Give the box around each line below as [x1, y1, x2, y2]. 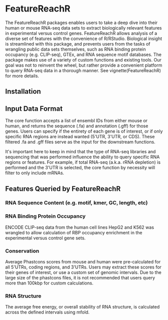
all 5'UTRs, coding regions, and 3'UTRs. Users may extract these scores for [5, 264, 162, 270]
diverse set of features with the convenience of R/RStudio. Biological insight [5, 36, 162, 42]
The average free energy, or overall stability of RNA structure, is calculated [5, 304, 160, 310]
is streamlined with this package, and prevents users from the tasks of [5, 41, 150, 47]
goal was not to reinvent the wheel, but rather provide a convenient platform [5, 62, 162, 68]
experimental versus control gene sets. [5, 235, 86, 241]
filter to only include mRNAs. [5, 170, 64, 176]
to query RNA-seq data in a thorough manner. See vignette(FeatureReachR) [5, 67, 161, 73]
